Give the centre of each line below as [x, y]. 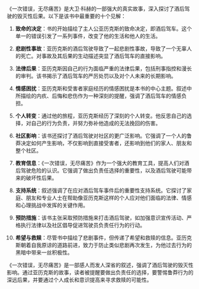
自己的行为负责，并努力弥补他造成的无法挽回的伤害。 [96, 123]
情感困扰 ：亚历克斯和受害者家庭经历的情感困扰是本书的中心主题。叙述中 [103, 88]
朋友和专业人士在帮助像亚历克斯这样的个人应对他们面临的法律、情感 [109, 198]
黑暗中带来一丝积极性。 [44, 252]
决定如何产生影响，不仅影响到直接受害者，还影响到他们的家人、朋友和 [106, 143]
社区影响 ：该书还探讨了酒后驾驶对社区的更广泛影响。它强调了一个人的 [101, 136]
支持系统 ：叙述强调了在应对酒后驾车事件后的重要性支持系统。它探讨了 [101, 190]
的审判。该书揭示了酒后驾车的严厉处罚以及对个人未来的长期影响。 [96, 76]
